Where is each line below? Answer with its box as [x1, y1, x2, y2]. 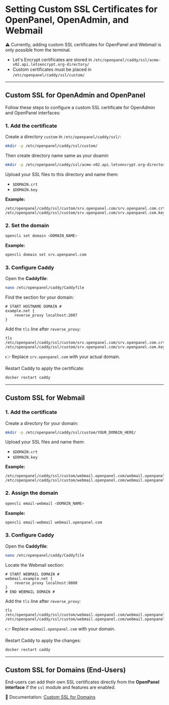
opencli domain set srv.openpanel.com [5, 252, 87, 257]
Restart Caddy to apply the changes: [5, 637, 81, 643]
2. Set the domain [5, 222, 49, 229]
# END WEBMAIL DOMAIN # [5, 589, 55, 594]
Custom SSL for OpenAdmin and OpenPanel [5, 91, 146, 100]
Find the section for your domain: [5, 294, 74, 300]
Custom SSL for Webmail [5, 394, 85, 402]
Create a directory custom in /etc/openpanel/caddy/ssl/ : [5, 134, 122, 140]
